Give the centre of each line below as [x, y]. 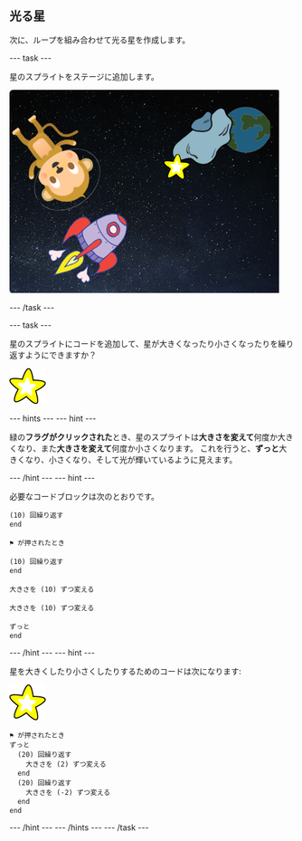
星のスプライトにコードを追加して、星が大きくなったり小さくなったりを [144, 343]
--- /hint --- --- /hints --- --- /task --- [79, 827]
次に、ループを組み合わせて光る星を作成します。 [100, 40]
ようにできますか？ [61, 355]
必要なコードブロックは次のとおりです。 [85, 496]
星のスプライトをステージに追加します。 [85, 76]
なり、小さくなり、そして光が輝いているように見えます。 [131, 459]
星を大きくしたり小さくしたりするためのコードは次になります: [126, 671]
